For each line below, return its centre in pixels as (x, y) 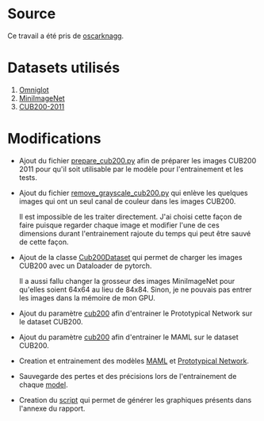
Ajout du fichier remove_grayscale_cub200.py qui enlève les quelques (133, 193)
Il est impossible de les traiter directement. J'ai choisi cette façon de (130, 216)
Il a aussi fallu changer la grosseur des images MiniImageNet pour (127, 281)
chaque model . (43, 385)
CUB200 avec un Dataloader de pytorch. (85, 266)
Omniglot (34, 90)
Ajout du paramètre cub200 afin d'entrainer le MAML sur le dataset (128, 337)
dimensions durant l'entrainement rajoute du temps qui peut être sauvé (135, 233)
